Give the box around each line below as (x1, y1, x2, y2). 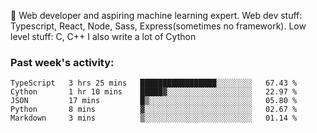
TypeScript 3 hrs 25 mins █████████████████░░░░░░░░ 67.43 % (10, 78, 298, 89)
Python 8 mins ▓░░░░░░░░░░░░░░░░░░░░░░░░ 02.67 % (10, 105, 298, 115)
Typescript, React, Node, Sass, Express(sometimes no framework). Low (10, 20, 307, 32)
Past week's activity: (10, 55, 115, 69)
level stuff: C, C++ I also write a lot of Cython (10, 31, 197, 42)
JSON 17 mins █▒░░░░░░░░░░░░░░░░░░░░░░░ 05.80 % (10, 96, 298, 106)
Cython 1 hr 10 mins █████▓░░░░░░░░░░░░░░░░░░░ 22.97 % (10, 87, 298, 97)
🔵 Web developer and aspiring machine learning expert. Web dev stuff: (10, 10, 303, 21)
